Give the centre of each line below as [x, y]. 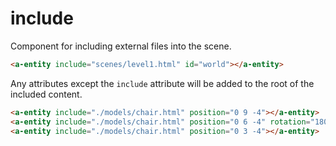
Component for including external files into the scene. [121, 46]
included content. [46, 94]
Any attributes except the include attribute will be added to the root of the [162, 83]
